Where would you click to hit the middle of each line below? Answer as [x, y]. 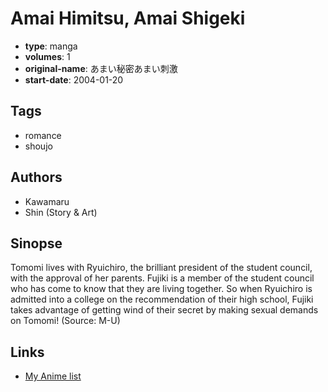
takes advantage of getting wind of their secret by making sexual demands [164, 310]
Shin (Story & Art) [61, 212]
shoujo [38, 146]
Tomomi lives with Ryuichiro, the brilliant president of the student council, [161, 268]
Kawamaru [47, 201]
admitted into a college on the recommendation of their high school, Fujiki [162, 299]
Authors [36, 177]
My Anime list [53, 376]
